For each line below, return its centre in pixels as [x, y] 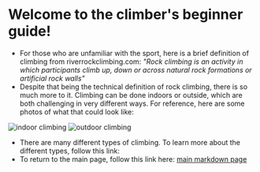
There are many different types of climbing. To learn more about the [130, 142]
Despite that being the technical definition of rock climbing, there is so [134, 86]
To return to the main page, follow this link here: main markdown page [133, 159]
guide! [30, 31]
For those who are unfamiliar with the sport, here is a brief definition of [134, 53]
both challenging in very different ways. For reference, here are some [132, 103]
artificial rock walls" [52, 78]
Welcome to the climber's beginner [126, 15]
